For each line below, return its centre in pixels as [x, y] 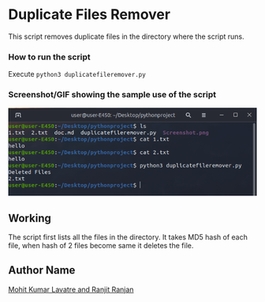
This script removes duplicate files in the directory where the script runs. [126, 36]
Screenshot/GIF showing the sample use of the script [112, 95]
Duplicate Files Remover [90, 15]
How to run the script [49, 57]
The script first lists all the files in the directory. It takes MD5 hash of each [128, 237]
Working [30, 218]
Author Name [42, 270]
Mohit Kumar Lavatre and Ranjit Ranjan [71, 289]
